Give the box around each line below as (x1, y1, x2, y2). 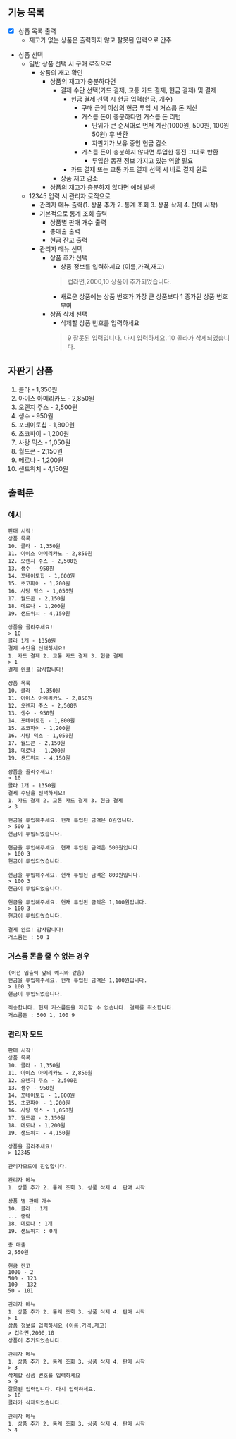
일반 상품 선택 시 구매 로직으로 (28, 59, 112, 68)
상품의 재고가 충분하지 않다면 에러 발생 (49, 183, 156, 191)
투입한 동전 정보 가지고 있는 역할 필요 (92, 156, 194, 164)
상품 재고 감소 (60, 174, 99, 182)
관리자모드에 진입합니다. (8, 1162, 68, 1170)
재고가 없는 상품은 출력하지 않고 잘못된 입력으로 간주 (28, 35, 172, 44)
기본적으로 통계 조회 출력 (39, 209, 108, 217)
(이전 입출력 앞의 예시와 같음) (8, 969, 85, 976)
